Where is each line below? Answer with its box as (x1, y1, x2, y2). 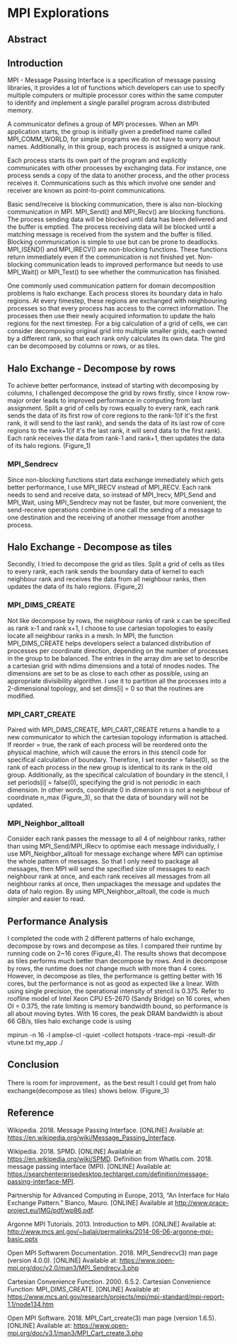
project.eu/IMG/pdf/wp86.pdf (7, 1206, 93, 1214)
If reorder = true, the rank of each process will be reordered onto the (7, 740, 207, 749)
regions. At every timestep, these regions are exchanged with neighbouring (7, 296, 227, 306)
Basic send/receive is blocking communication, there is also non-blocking (7, 200, 223, 208)
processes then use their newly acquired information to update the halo (7, 312, 216, 320)
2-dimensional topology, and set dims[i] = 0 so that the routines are (7, 684, 204, 693)
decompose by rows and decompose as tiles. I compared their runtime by (7, 941, 223, 951)
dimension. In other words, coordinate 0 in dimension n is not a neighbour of (7, 785, 230, 794)
